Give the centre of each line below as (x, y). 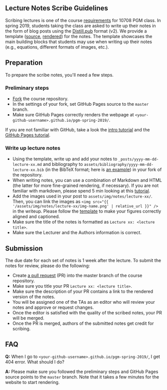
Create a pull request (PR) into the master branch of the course (77, 276)
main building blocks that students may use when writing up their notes (79, 42)
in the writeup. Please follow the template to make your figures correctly (87, 211)
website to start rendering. (32, 382)
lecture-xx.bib (28, 170)
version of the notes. (34, 297)
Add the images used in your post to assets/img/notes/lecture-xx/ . (82, 196)
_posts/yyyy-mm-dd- (138, 159)
